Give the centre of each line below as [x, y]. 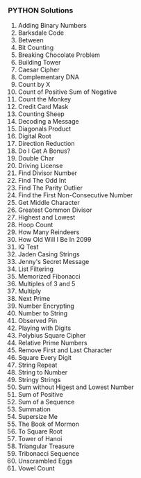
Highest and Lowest [47, 217]
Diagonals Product [44, 129]
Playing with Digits [44, 328]
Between [31, 40]
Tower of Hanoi [40, 439]
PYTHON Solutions [41, 10]
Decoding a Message [48, 122]
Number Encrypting [46, 306]
